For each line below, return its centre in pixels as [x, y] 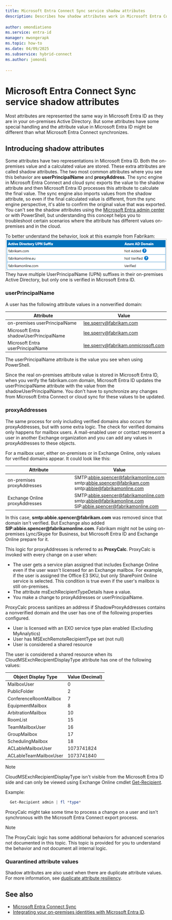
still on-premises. [31, 587]
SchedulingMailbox [28, 742]
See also [19, 894]
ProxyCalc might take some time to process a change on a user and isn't [82, 812]
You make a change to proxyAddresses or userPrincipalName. [78, 597]
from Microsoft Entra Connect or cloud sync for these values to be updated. [85, 397]
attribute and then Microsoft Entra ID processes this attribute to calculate [82, 188]
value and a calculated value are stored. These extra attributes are [96, 166]
